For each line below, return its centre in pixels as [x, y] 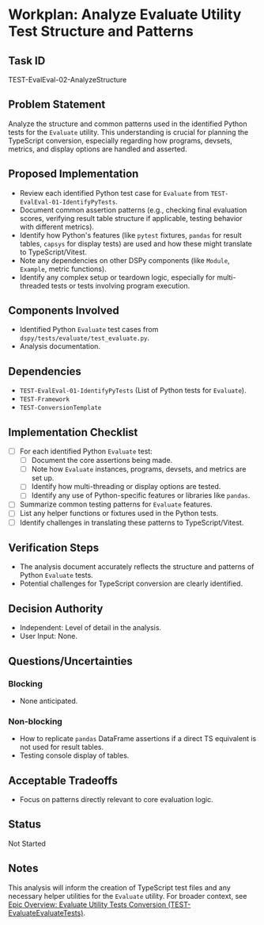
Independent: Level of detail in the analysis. [91, 628]
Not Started [27, 843]
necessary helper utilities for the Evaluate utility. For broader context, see [128, 896]
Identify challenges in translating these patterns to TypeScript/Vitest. [132, 522]
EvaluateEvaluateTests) [46, 912]
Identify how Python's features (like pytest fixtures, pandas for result [131, 235]
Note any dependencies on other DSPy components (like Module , [125, 260]
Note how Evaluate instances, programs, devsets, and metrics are [139, 469]
